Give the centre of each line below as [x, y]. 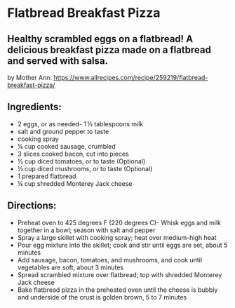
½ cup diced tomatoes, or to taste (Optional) [81, 161]
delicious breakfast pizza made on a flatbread [109, 49]
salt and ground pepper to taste [63, 131]
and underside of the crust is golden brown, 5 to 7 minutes [102, 297]
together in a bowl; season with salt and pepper [86, 230]
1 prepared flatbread [47, 176]
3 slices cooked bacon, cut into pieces [73, 154]
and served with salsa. [58, 61]
